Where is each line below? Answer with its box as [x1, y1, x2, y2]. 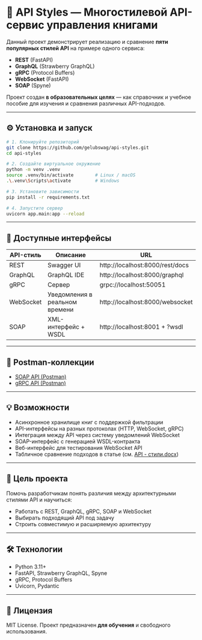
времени [47, 305, 74, 314]
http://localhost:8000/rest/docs [99, 261, 189, 270]
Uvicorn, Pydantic [14, 582, 60, 589]
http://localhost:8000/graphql [99, 271, 184, 279]
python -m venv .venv [6, 167, 61, 173]
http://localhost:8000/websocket [99, 298, 193, 306]
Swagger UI [47, 261, 81, 270]
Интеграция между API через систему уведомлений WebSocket [14, 431, 180, 438]
